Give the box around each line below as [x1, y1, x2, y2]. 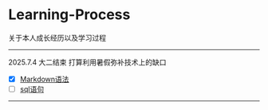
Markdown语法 [19, 74, 69, 84]
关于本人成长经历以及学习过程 [8, 33, 106, 42]
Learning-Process [8, 6, 131, 24]
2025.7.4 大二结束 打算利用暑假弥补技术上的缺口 [8, 57, 167, 67]
